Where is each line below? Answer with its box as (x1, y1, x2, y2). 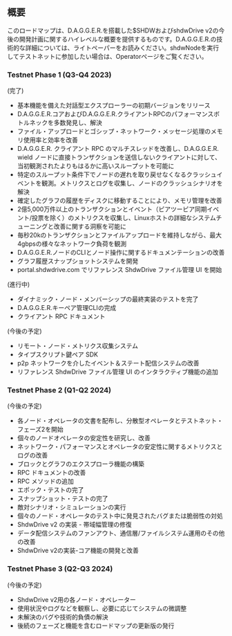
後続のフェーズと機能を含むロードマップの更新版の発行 (17, 621, 175, 630)
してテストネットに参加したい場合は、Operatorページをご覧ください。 (7, 52, 208, 60)
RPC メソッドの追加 (17, 477, 74, 486)
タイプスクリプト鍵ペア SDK (17, 350, 99, 358)
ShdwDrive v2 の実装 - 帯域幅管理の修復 (17, 520, 133, 529)
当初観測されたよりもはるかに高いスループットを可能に (17, 162, 175, 170)
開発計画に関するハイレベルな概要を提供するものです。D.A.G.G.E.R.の (19, 35, 217, 43)
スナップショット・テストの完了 (17, 494, 108, 503)
